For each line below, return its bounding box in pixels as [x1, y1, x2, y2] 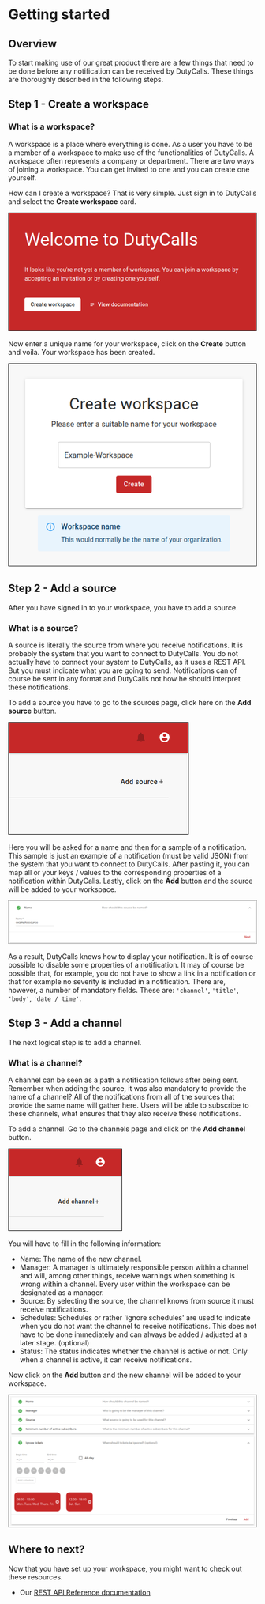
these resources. [8, 1572, 63, 1582]
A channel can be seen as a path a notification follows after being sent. [8, 1075, 239, 1085]
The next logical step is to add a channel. [8, 1037, 142, 1047]
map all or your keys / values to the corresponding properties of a [8, 867, 222, 877]
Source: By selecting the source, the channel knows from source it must [19, 1296, 255, 1306]
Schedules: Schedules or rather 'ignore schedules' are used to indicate [19, 1313, 251, 1323]
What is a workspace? [8, 121, 95, 132]
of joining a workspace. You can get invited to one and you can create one [8, 164, 250, 174]
